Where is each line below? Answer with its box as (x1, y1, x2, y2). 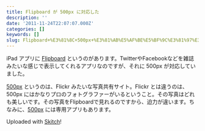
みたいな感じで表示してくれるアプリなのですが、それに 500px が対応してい (6, 62, 196, 69)
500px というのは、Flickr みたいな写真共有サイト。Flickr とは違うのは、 (6, 83, 188, 90)
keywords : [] (6, 32, 40, 38)
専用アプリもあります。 (56, 106, 115, 113)
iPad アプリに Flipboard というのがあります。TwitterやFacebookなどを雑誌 (6, 55, 194, 62)
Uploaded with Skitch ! (6, 118, 62, 125)
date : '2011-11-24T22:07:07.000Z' (6, 20, 95, 26)
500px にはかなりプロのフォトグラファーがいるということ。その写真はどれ (6, 91, 195, 97)
